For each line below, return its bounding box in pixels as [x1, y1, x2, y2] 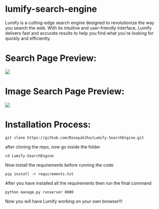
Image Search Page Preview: [5, 86, 125, 97]
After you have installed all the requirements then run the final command [5, 180, 152, 186]
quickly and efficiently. [5, 35, 51, 41]
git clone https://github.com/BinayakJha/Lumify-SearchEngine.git [5, 135, 144, 140]
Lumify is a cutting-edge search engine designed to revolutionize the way [5, 20, 155, 26]
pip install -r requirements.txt [5, 171, 74, 177]
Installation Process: [5, 119, 91, 130]
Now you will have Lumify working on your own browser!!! [5, 198, 123, 204]
